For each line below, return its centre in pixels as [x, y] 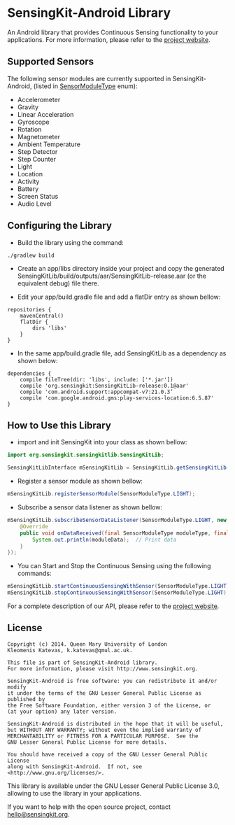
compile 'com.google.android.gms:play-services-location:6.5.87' [117, 398]
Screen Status [38, 196]
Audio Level [34, 204]
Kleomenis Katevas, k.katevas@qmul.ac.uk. [70, 650]
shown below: [37, 360]
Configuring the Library [59, 226]
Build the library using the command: [70, 242]
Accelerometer [39, 99]
